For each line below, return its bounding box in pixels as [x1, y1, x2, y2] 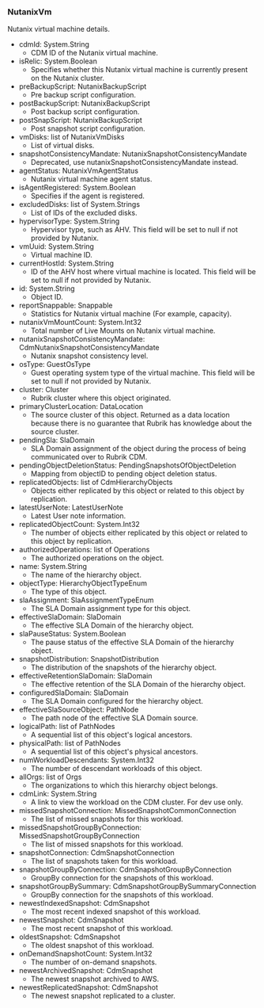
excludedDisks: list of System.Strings [18, 200, 140, 209]
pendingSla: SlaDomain [18, 435, 96, 445]
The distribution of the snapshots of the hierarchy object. [30, 662, 217, 672]
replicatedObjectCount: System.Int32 [18, 520, 140, 529]
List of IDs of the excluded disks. [30, 208, 138, 218]
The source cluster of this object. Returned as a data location [30, 410, 230, 420]
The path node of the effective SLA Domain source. [30, 713, 198, 723]
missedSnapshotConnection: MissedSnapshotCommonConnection [18, 806, 236, 815]
